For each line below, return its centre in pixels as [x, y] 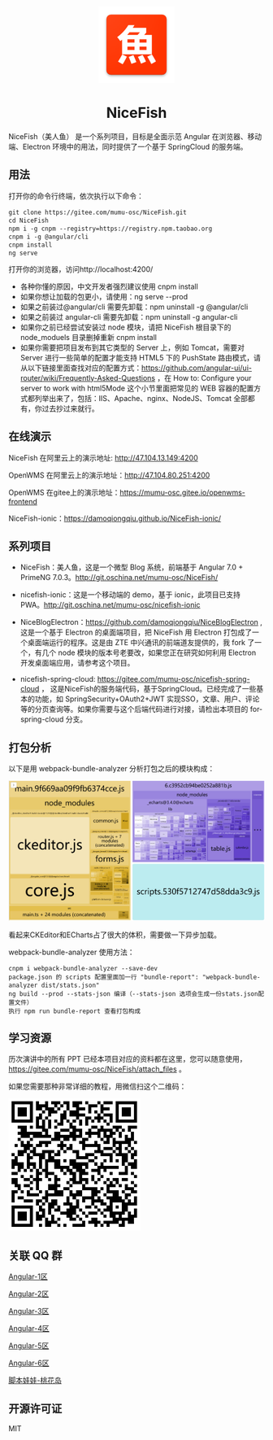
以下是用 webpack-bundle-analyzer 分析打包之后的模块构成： [112, 769]
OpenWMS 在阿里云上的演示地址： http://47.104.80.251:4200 [109, 475]
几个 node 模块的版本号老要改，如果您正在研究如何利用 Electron [149, 652]
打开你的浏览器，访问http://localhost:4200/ [81, 269]
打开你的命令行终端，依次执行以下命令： [76, 196]
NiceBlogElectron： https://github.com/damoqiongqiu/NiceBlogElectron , [141, 622]
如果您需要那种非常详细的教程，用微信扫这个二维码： [97, 1087]
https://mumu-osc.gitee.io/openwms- [182, 492]
